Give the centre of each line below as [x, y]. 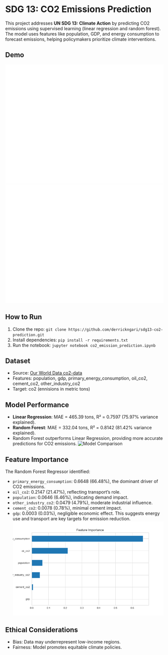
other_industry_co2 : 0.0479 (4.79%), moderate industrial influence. [82, 503]
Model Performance [37, 405]
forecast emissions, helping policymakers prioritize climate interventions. [81, 39]
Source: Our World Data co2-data [47, 373]
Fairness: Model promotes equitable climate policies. [67, 647]
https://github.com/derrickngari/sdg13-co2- [116, 330]
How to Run [24, 317]
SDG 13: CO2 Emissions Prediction [78, 9]
